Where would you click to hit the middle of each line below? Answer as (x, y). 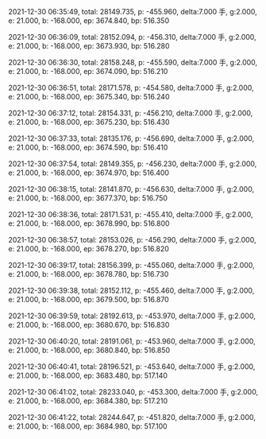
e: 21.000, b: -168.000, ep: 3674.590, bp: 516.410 (88, 147)
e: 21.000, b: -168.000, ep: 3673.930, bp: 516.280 (89, 46)
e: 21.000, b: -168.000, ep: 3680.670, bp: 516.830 (89, 325)
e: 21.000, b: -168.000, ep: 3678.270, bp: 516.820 (89, 249)
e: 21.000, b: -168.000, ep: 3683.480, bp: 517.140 (88, 375)
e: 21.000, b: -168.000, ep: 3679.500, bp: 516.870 (89, 299)
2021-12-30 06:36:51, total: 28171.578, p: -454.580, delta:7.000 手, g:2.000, (131, 87)
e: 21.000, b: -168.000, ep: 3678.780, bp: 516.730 (89, 274)
